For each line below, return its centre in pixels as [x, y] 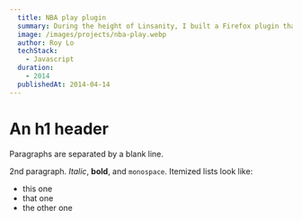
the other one [48, 207]
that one [38, 198]
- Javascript [50, 59]
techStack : [38, 51]
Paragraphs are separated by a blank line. [87, 154]
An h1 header [59, 129]
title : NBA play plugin [62, 18]
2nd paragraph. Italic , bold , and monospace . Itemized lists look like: [131, 171]
